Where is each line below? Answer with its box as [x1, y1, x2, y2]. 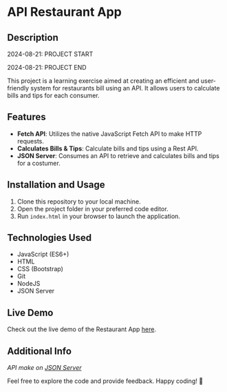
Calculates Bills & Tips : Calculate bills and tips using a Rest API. [17, 144, 199, 153]
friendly [7, 84, 30, 92]
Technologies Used [7, 232, 91, 244]
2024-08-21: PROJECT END [7, 63, 87, 71]
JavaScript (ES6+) [17, 250, 69, 259]
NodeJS [17, 280, 41, 288]
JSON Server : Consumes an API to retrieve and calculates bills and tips [17, 151, 220, 159]
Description [7, 32, 58, 43]
